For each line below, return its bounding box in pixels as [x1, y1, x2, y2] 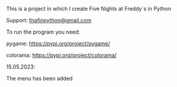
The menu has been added [6, 75, 73, 82]
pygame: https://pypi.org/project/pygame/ [6, 40, 110, 47]
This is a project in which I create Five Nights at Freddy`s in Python [6, 5, 172, 12]
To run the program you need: [6, 28, 80, 35]
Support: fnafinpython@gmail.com [6, 17, 92, 23]
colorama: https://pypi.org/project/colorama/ [6, 52, 117, 59]
